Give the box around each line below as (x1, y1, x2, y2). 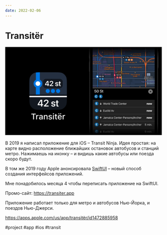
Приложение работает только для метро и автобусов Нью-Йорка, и (5, 200, 150, 206)
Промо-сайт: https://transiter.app (5, 190, 75, 196)
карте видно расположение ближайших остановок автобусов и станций (5, 145, 159, 151)
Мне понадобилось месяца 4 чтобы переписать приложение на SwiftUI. (5, 181, 159, 187)
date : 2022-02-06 (5, 8, 41, 13)
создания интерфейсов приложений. (5, 171, 83, 177)
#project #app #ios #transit (5, 225, 61, 231)
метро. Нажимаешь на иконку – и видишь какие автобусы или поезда (5, 151, 154, 157)
